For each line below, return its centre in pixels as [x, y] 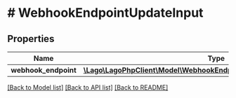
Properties [31, 39]
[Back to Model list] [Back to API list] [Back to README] [88, 87]
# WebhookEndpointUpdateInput [105, 13]
